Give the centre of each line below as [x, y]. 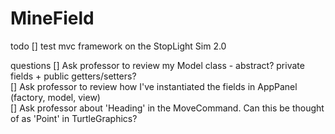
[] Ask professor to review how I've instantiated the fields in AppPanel [154, 86]
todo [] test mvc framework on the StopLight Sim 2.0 [118, 46]
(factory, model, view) [55, 97]
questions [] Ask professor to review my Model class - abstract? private [157, 65]
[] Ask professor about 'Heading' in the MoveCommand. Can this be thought [167, 108]
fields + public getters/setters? [73, 76]
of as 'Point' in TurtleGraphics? [74, 118]
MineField [52, 18]
